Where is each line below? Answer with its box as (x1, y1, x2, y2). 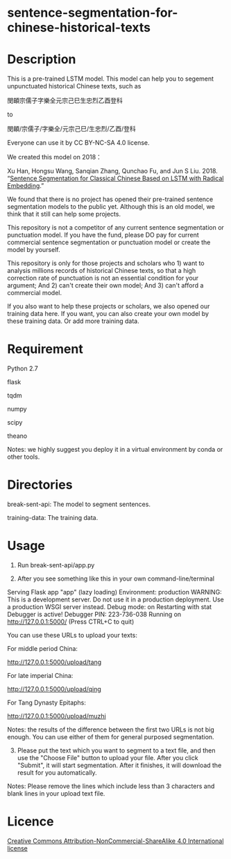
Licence (7, 814, 54, 830)
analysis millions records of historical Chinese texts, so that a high (7, 267, 196, 275)
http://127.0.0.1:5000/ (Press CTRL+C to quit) (7, 617, 135, 626)
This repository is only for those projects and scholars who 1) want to (7, 259, 205, 267)
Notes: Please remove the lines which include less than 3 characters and (7, 782, 215, 790)
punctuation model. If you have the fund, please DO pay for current (7, 231, 199, 239)
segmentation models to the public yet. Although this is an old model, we (7, 203, 215, 211)
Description (7, 52, 76, 68)
